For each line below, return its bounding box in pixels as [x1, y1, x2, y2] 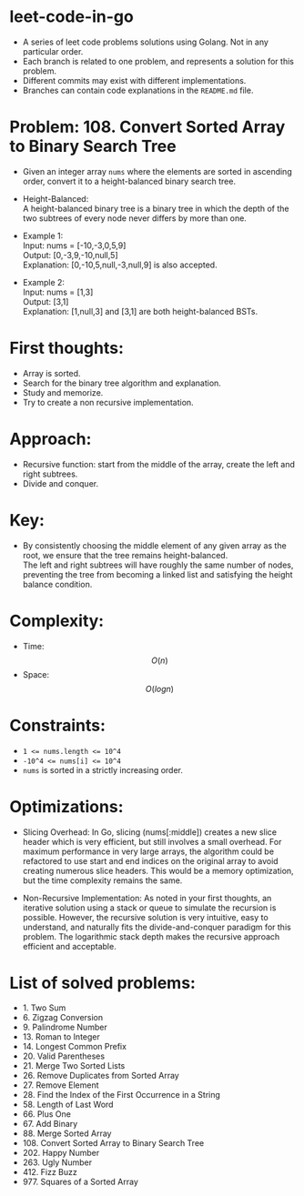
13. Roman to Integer [22, 1031, 100, 1042]
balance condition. [22, 578, 93, 589]
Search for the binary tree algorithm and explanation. [22, 377, 221, 388]
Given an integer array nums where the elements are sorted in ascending [22, 166, 293, 176]
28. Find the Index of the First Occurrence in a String [22, 1090, 221, 1101]
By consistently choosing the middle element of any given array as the [22, 539, 287, 551]
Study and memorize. [22, 387, 104, 397]
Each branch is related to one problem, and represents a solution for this [22, 55, 294, 66]
